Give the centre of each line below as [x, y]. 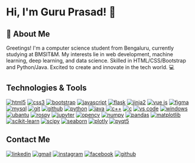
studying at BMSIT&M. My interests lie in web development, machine [90, 54]
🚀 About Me [28, 34]
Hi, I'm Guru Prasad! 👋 [61, 12]
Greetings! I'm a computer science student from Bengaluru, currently [90, 48]
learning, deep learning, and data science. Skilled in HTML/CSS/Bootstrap [96, 61]
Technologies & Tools [46, 88]
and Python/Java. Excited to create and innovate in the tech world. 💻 [90, 67]
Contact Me [28, 140]
